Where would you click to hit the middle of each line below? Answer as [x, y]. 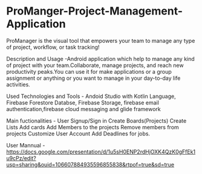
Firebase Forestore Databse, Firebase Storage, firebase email [83, 102]
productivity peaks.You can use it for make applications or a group [89, 71]
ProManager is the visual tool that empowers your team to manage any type [101, 40]
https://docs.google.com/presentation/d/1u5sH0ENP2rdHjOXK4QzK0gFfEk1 [101, 152]
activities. [18, 84]
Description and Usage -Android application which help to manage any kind [100, 59]
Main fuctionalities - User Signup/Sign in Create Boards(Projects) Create [96, 121]
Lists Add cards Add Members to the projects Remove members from [93, 127]
